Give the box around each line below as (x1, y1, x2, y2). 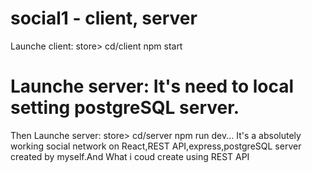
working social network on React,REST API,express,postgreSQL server (10, 140, 302, 152)
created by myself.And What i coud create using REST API (10, 150, 250, 162)
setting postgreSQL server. (10, 97, 240, 119)
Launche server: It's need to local (10, 75, 295, 98)
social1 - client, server (10, 7, 198, 30)
